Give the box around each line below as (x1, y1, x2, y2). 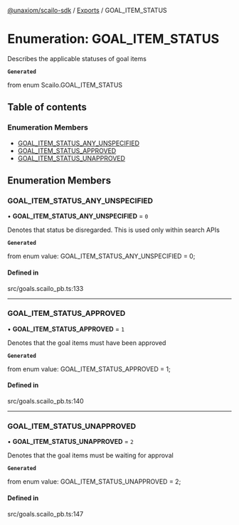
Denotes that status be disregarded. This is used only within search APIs (7, 226, 221, 234)
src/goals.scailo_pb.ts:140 (7, 397, 84, 405)
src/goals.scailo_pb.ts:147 (7, 509, 84, 518)
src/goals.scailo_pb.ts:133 (7, 284, 84, 292)
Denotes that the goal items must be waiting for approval (7, 451, 174, 460)
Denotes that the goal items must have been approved (7, 338, 166, 347)
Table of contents (7, 101, 87, 113)
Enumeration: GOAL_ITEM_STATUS (7, 31, 219, 47)
